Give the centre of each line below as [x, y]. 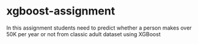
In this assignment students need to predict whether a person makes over [99, 28]
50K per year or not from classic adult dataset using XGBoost [83, 34]
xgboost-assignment [61, 11]
